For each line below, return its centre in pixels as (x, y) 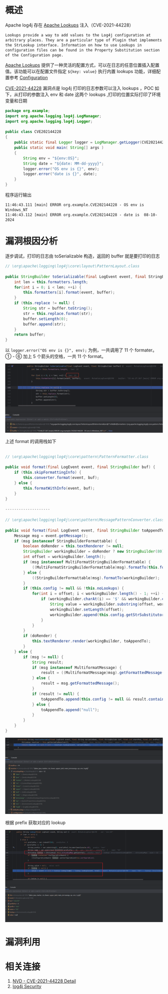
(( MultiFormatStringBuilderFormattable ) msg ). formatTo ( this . (96, 567)
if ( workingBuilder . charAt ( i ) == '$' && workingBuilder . (101, 599)
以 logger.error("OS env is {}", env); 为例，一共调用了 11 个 (69, 350)
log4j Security (27, 986)
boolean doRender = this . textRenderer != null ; (73, 546)
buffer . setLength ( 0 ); (46, 319)
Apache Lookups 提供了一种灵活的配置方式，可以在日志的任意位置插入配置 (82, 65)
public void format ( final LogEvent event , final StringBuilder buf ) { (80, 467)
